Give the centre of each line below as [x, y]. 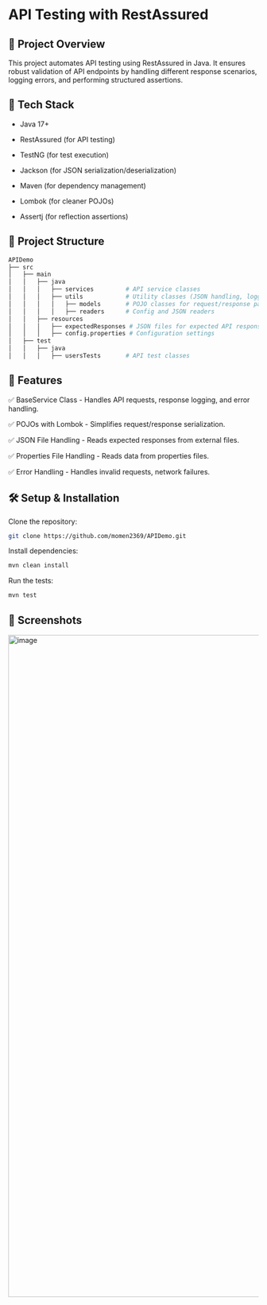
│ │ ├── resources [46, 319]
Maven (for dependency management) [83, 185]
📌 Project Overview [57, 44]
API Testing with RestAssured [108, 15]
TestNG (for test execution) [64, 155]
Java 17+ [34, 124]
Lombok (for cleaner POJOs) [67, 201]
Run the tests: [31, 581]
